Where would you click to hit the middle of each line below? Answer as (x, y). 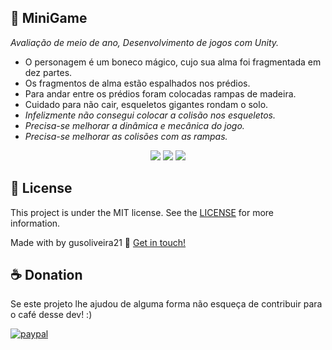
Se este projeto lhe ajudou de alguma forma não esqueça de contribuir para (166, 304)
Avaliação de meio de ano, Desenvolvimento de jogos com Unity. (145, 42)
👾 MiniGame (49, 18)
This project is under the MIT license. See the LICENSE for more (142, 212)
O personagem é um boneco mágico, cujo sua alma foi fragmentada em (173, 62)
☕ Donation (46, 275)
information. (35, 223)
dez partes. (48, 72)
